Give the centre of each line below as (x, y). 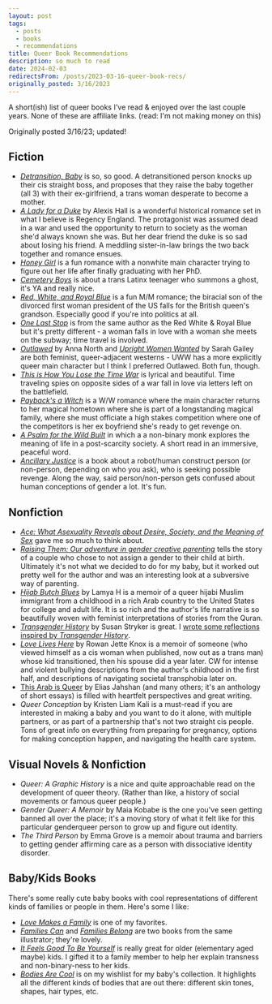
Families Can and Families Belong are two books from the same (126, 931)
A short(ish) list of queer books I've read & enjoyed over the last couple (127, 107)
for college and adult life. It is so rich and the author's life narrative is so (140, 610)
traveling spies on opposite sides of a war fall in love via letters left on (136, 383)
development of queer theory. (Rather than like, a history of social (130, 792)
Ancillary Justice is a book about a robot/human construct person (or (135, 461)
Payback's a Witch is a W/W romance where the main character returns (140, 401)
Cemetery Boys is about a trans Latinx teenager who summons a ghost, (139, 280)
